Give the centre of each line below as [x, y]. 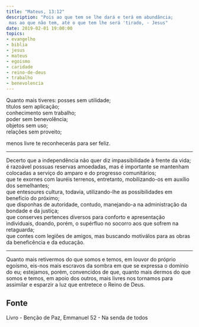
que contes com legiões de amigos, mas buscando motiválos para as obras [98, 236]
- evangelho [21, 39]
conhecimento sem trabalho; [41, 113]
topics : [16, 34]
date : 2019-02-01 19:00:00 [39, 28]
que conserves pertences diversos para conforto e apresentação [86, 217]
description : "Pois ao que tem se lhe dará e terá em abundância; [90, 17]
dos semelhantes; [28, 185]
